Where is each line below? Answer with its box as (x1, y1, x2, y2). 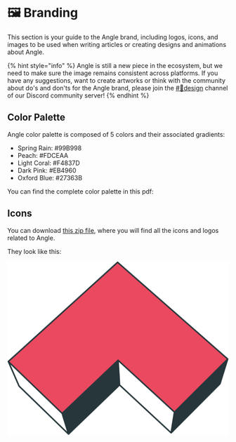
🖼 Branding (7, 5, 79, 21)
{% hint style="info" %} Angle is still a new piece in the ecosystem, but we (7, 61, 223, 69)
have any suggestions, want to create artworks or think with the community (7, 76, 226, 84)
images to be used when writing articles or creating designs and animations (7, 40, 227, 48)
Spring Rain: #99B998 (17, 144, 82, 152)
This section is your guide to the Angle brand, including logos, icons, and (7, 32, 218, 41)
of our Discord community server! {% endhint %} (7, 91, 150, 100)
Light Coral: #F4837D (17, 159, 81, 167)
